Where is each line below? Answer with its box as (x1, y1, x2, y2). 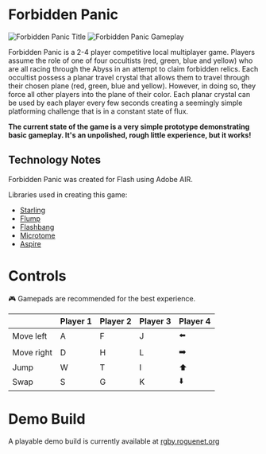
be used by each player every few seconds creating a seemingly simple (8, 98, 243, 107)
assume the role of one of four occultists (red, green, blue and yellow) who (8, 56, 253, 65)
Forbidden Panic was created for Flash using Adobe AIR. (8, 174, 193, 184)
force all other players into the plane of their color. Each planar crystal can (8, 89, 251, 99)
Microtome (19, 231, 56, 240)
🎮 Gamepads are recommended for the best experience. (8, 293, 196, 303)
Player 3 (139, 316, 172, 327)
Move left (12, 331, 48, 342)
